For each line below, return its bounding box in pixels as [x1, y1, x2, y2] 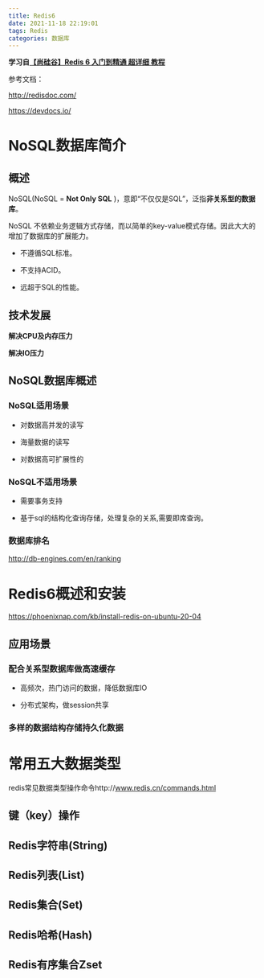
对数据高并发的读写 [19, 420, 84, 429]
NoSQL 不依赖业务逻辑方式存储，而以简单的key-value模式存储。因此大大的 [8, 221, 256, 231]
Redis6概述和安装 [8, 585, 126, 603]
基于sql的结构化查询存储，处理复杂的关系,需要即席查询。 [19, 513, 209, 523]
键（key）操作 [8, 809, 80, 823]
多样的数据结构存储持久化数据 [8, 721, 124, 733]
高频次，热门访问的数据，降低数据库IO [19, 683, 148, 692]
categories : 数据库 [8, 34, 70, 43]
